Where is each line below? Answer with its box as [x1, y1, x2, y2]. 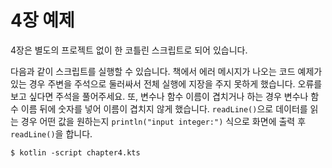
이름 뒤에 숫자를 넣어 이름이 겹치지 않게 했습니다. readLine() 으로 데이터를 [20, 102, 308, 115]
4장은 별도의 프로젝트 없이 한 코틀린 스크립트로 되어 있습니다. [10, 44, 248, 56]
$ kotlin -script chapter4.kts [10, 147, 141, 158]
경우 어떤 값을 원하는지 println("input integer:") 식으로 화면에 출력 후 [20, 115, 307, 127]
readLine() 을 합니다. [10, 127, 93, 140]
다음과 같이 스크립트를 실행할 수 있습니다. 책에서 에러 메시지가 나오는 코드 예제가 [10, 65, 323, 77]
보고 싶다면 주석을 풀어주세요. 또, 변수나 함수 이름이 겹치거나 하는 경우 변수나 [10, 90, 309, 102]
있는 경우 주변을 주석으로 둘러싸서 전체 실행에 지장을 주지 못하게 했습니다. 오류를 [10, 77, 323, 90]
